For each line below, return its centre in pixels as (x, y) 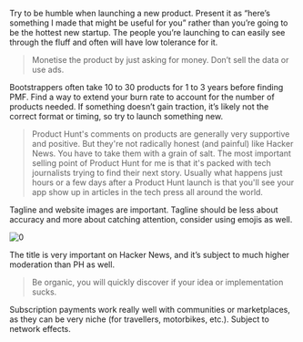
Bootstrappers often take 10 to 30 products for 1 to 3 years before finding (146, 87)
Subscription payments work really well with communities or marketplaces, (150, 310)
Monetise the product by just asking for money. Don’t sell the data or (160, 60)
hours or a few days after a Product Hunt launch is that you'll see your (162, 182)
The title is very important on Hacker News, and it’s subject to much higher (149, 255)
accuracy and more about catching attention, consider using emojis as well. (151, 219)
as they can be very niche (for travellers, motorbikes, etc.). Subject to (140, 319)
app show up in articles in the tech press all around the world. (147, 192)
